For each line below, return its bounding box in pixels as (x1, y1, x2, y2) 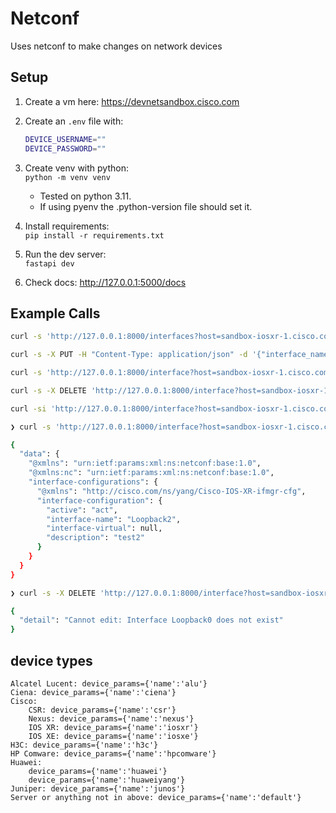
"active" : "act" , (46, 505, 118, 515)
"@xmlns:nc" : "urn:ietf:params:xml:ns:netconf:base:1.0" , (28, 468, 275, 478)
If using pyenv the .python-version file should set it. (39, 200, 253, 212)
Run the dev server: (24, 248, 107, 260)
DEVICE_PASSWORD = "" (24, 143, 107, 154)
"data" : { (19, 449, 60, 459)
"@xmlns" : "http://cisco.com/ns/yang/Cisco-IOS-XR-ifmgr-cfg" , (36, 486, 307, 496)
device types (10, 652, 93, 669)
